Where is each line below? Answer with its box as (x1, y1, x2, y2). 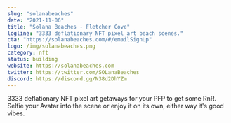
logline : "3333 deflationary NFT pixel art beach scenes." (7, 29, 184, 37)
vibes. (7, 109, 25, 117)
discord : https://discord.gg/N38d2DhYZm (7, 75, 128, 82)
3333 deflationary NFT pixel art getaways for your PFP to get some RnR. (7, 94, 216, 103)
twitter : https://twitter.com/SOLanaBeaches (7, 68, 140, 75)
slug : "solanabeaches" (7, 10, 74, 17)
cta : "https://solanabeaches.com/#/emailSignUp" (7, 36, 152, 43)
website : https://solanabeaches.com (7, 62, 114, 69)
